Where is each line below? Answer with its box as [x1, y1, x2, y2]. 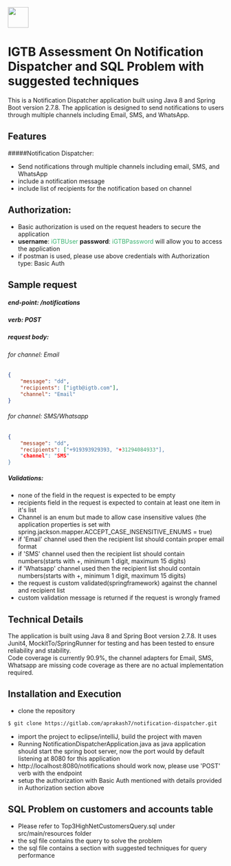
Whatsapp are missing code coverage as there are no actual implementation [8, 661, 224, 670]
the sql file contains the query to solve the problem [17, 836, 162, 845]
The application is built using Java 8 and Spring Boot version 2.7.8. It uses [8, 632, 217, 640]
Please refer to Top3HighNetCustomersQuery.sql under [17, 822, 175, 830]
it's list [17, 506, 37, 514]
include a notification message [17, 177, 105, 185]
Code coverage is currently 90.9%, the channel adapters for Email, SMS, [8, 654, 214, 662]
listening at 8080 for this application [17, 754, 120, 763]
